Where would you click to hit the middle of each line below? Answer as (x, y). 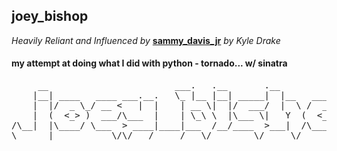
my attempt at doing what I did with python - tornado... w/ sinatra (149, 63)
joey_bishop (50, 16)
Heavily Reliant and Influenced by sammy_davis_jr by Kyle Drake (146, 40)
